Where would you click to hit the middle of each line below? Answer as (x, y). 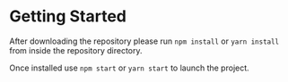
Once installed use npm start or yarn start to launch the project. (129, 68)
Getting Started (68, 16)
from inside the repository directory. (76, 50)
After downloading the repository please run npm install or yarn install (144, 41)
